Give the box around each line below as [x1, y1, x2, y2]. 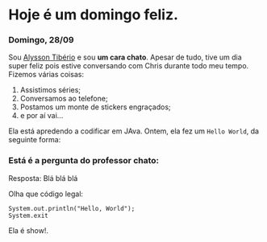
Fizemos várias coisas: [8, 70, 85, 80]
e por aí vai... [19, 111, 64, 121]
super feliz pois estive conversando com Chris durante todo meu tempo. [8, 61, 249, 71]
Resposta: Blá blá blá [8, 173, 78, 183]
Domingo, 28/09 [8, 35, 74, 46]
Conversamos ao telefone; [19, 94, 108, 104]
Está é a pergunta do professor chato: [8, 155, 160, 166]
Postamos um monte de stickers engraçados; [19, 102, 171, 112]
